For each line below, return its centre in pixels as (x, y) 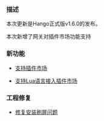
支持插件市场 (31, 68)
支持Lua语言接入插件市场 (46, 81)
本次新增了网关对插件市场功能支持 (49, 37)
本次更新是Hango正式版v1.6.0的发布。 (54, 24)
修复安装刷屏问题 (36, 112)
